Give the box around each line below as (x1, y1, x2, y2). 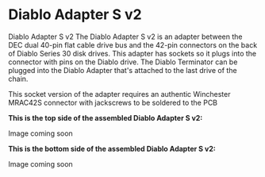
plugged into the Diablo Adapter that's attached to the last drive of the (8, 65, 237, 75)
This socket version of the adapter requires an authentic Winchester (8, 89, 231, 98)
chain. (8, 74, 29, 83)
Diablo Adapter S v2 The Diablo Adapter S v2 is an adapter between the (8, 32, 243, 41)
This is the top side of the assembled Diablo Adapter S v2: (8, 113, 203, 122)
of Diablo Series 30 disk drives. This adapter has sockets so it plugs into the (8, 48, 256, 58)
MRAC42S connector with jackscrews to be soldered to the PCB (8, 98, 218, 107)
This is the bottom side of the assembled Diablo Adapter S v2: (8, 144, 216, 153)
